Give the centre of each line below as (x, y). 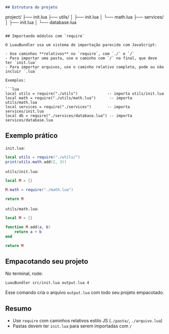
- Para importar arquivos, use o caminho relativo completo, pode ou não (85, 67)
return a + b (28, 232)
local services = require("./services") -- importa (68, 107)
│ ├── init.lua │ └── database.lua (41, 22)
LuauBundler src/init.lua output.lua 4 (47, 283)
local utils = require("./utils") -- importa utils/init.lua (85, 94)
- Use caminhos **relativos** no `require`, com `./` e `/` (70, 54)
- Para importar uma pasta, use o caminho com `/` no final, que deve (81, 58)
